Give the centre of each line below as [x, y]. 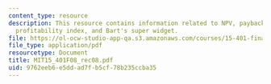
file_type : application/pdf [56, 46]
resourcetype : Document [48, 53]
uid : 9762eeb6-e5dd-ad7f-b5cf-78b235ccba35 [83, 68]
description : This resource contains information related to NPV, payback [137, 23]
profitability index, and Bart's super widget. [97, 30]
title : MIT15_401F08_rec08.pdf [61, 61]
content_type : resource [48, 16]
